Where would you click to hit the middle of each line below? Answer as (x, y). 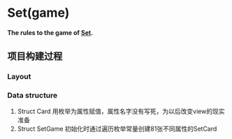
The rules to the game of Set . (50, 32)
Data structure (32, 96)
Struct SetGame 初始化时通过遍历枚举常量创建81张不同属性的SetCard (117, 129)
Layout (19, 77)
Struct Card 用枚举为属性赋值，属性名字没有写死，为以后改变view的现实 (121, 111)
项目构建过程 (35, 56)
